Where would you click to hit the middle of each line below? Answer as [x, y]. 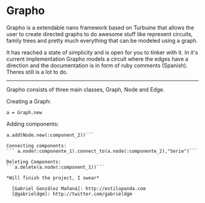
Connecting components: [37, 146]
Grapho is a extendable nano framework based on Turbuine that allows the [100, 28]
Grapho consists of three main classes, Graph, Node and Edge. [85, 89]
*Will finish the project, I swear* [53, 178]
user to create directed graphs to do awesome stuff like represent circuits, [100, 34]
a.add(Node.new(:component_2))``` [50, 135]
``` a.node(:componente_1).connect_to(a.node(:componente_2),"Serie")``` [102, 151]
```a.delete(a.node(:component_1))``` [56, 167]
